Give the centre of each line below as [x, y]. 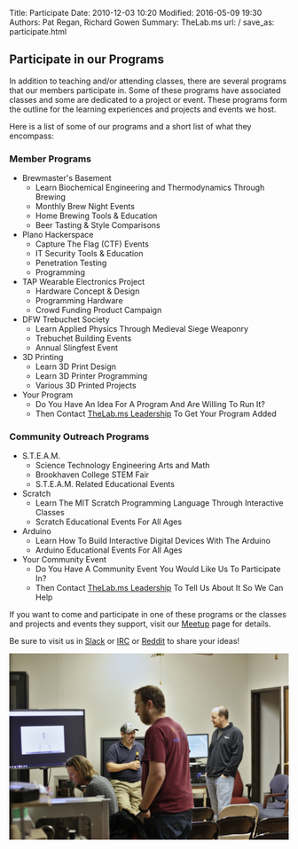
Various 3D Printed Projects [86, 386]
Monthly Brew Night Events [85, 207]
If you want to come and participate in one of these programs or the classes [148, 615]
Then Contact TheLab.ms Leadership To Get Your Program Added [156, 414]
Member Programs [50, 159]
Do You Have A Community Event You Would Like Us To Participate [158, 569]
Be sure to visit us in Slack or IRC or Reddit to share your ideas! [125, 641]
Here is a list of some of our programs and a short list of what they [130, 126]
